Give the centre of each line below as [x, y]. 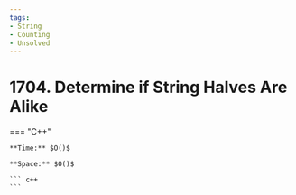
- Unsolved [30, 43]
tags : [19, 18]
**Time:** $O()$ [40, 149]
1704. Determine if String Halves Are [148, 88]
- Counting [30, 34]
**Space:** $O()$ [42, 164]
